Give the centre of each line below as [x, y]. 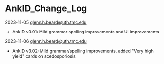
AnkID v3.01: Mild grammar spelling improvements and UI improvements [85, 32]
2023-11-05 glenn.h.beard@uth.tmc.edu [46, 22]
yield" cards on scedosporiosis [44, 56]
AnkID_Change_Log [46, 9]
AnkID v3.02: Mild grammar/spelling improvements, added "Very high [83, 51]
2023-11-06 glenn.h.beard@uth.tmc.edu [46, 41]
